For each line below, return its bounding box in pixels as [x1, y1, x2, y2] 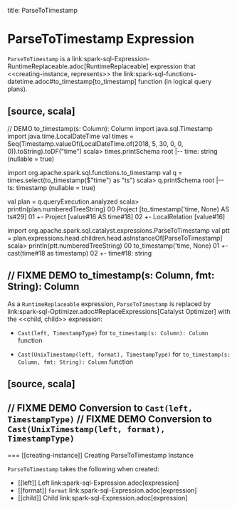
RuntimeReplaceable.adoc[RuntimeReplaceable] [7, 62, 149, 70]
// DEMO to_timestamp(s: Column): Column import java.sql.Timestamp [7, 124, 214, 132]
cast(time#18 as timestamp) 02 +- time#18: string [7, 248, 152, 257]
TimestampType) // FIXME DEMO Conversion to [7, 413, 212, 426]
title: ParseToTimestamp [7, 6, 78, 14]
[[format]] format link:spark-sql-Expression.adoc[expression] [17, 486, 197, 494]
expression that [149, 62, 196, 70]
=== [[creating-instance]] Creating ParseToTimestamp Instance [7, 451, 194, 459]
